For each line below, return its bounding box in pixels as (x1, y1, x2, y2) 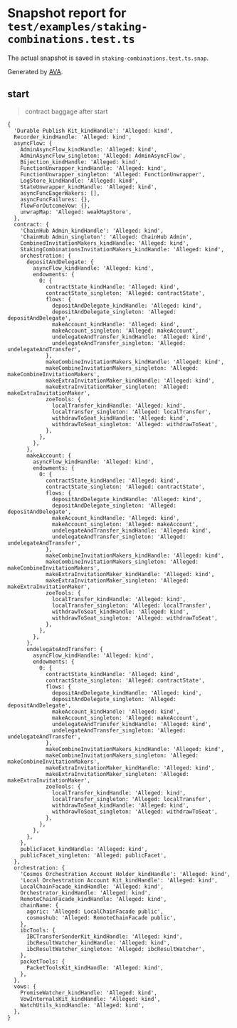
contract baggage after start (24, 107, 108, 116)
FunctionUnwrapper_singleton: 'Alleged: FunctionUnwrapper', (20, 171, 205, 178)
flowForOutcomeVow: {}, (20, 202, 91, 209)
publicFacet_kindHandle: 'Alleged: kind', (20, 845, 148, 852)
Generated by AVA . (7, 67, 63, 76)
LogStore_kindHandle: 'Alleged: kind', (20, 177, 139, 184)
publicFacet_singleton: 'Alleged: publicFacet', (20, 852, 167, 859)
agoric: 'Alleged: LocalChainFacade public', (26, 908, 164, 915)
